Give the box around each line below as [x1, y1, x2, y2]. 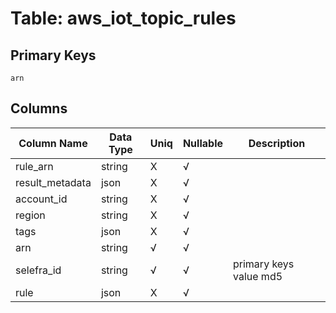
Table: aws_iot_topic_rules [10, 7, 237, 30]
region [15, 208, 46, 222]
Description [248, 136, 306, 150]
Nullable [182, 136, 223, 150]
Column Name [18, 136, 88, 150]
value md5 [233, 269, 283, 283]
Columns [10, 100, 68, 117]
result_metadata [15, 175, 92, 189]
